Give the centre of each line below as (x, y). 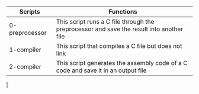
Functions (123, 12)
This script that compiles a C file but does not (119, 46)
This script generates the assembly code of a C (122, 63)
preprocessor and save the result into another (120, 29)
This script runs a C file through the (105, 22)
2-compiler (25, 67)
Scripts (30, 12)
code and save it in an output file (101, 70)
